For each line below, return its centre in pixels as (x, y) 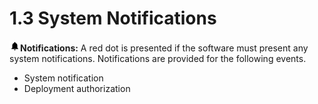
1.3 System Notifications (113, 18)
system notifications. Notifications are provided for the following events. (158, 58)
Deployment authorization (77, 88)
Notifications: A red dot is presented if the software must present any (164, 48)
